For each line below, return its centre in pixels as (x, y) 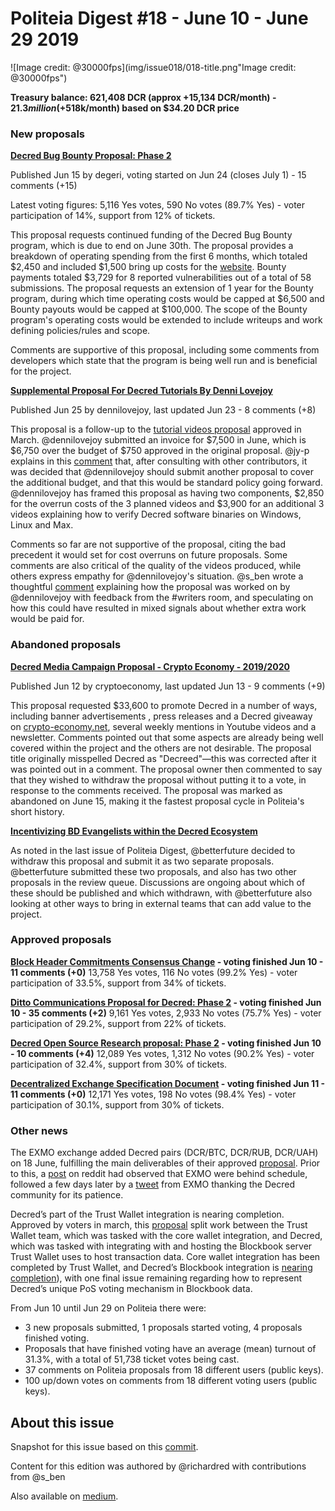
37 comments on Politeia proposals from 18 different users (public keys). (174, 1370)
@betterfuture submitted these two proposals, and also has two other (153, 871)
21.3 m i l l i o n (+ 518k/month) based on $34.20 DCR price (125, 108)
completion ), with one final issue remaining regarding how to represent (156, 1278)
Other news (39, 1130)
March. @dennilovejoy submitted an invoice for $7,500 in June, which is (158, 440)
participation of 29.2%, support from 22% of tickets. (118, 1023)
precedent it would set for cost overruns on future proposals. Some (149, 555)
